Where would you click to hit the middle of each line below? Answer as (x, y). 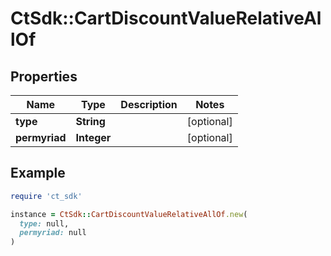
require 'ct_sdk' (46, 196)
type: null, (44, 223)
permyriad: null (53, 233)
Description (149, 104)
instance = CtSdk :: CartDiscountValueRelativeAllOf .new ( (129, 214)
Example (38, 173)
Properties (44, 76)
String (90, 121)
